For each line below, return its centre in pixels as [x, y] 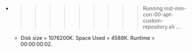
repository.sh [159, 27]
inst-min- [175, 8]
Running [153, 8]
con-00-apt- [158, 14]
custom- [153, 21]
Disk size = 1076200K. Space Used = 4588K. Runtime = [88, 38]
